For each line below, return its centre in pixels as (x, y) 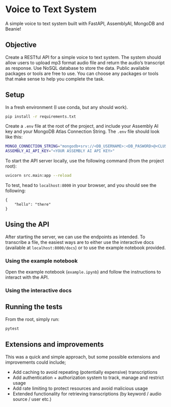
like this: (14, 137)
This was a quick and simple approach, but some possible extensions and (83, 357)
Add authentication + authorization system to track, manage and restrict (88, 377)
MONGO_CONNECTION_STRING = (33, 146)
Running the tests (34, 307)
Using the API (27, 224)
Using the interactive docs (39, 290)
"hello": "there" (33, 205)
